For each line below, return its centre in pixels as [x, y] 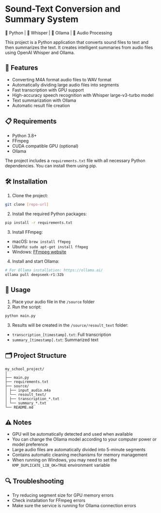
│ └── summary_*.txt [26, 403]
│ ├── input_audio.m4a [28, 390]
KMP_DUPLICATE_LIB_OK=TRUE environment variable [61, 465]
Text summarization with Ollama [44, 100]
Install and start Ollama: [36, 261]
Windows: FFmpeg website [39, 252]
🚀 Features [22, 68]
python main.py [20, 316]
